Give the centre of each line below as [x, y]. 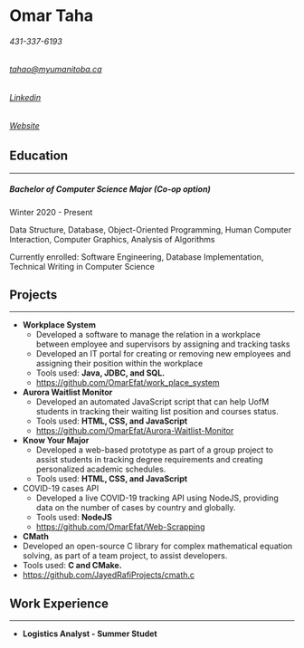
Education [39, 156]
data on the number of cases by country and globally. [136, 508]
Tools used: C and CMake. [72, 566]
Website [25, 125]
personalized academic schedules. [101, 469]
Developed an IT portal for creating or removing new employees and [163, 354]
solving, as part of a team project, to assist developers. [125, 556]
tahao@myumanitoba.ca [56, 70]
